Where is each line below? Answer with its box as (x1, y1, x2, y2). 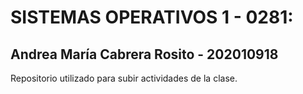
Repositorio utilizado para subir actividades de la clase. (10, 72, 238, 84)
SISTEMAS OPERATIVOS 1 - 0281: (10, 6, 294, 29)
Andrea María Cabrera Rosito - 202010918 (10, 46, 279, 63)
